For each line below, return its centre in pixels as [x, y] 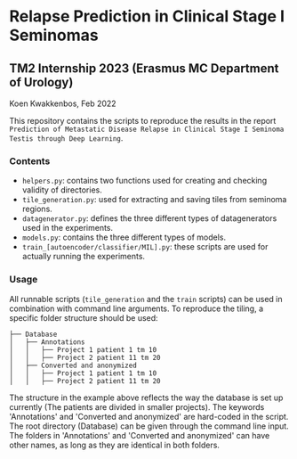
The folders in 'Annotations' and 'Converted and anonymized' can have [140, 435]
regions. [37, 209]
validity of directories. [62, 190]
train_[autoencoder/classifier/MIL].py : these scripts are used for [145, 247]
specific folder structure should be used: [84, 317]
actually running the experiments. [83, 257]
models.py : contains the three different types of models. [124, 237]
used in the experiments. [68, 228]
